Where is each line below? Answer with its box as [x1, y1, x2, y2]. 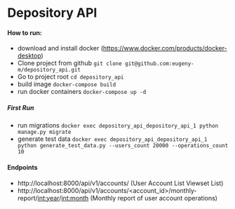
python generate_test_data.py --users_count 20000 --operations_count [17, 142, 229, 149]
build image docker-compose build [17, 80, 116, 88]
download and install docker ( [17, 44, 104, 53]
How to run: [7, 28, 42, 36]
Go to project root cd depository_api [17, 72, 124, 81]
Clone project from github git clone [17, 59, 123, 67]
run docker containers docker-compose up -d [17, 88, 147, 96]
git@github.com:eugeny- [125, 60, 194, 67]
